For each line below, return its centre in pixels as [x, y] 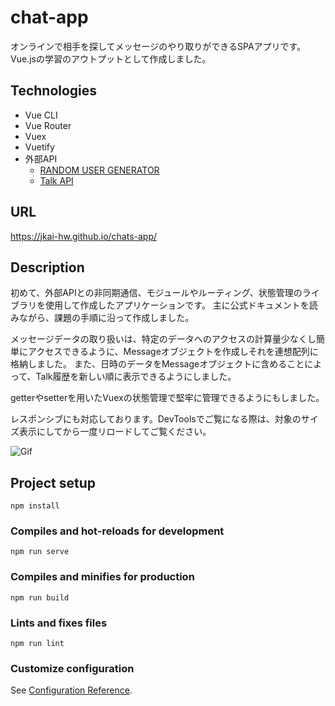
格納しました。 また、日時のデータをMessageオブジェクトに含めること [157, 364]
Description [47, 267]
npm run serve [40, 552]
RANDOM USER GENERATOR [99, 170]
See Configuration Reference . [71, 690]
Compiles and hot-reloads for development [117, 531]
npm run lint [37, 644]
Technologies [54, 91]
